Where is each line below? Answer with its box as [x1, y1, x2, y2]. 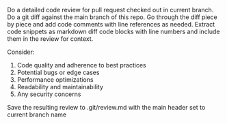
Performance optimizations [16, 76, 94, 84]
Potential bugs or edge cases [16, 68, 100, 76]
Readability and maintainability [16, 83, 104, 91]
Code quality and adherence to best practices [16, 61, 146, 69]
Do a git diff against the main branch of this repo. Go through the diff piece [7, 13, 217, 21]
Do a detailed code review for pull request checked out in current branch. [7, 6, 214, 14]
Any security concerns [16, 90, 81, 98]
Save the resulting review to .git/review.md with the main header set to [7, 104, 206, 111]
